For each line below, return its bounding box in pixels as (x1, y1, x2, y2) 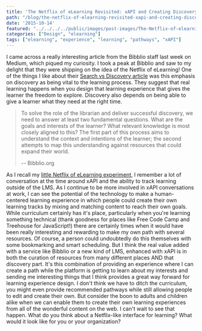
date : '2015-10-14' (6, 20, 55, 26)
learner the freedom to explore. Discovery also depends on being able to (6, 91, 186, 99)
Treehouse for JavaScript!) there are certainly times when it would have (6, 222, 184, 229)
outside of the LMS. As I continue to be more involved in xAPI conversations (6, 184, 194, 191)
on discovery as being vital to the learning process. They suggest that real (6, 79, 191, 86)
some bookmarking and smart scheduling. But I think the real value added (6, 241, 189, 248)
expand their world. (20, 148, 70, 155)
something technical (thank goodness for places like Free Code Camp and (6, 216, 190, 223)
